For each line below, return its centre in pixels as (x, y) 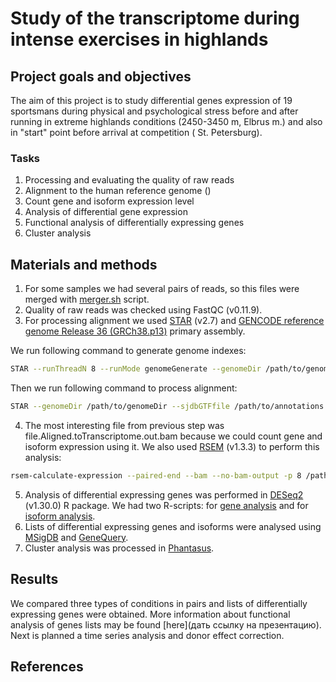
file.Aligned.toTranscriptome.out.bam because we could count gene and (173, 436)
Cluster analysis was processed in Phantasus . (119, 548)
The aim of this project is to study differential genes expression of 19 (151, 100)
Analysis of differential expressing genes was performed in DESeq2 (164, 494)
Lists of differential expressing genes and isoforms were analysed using (173, 526)
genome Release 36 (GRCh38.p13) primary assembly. (135, 331)
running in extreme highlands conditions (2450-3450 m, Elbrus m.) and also (166, 121)
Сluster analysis (58, 233)
